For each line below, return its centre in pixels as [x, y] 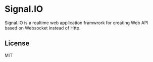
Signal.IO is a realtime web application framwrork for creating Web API [76, 23]
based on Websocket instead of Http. [43, 28]
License [17, 44]
